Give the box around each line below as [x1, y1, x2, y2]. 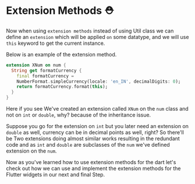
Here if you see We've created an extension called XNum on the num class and [6, 105, 189, 112]
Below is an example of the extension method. [6, 51, 117, 58]
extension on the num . [6, 147, 57, 154]
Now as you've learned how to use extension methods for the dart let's [6, 159, 176, 166]
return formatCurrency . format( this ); [16, 84, 108, 90]
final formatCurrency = [16, 73, 75, 79]
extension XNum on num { [6, 62, 66, 68]
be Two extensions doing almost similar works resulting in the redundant [6, 135, 180, 142]
